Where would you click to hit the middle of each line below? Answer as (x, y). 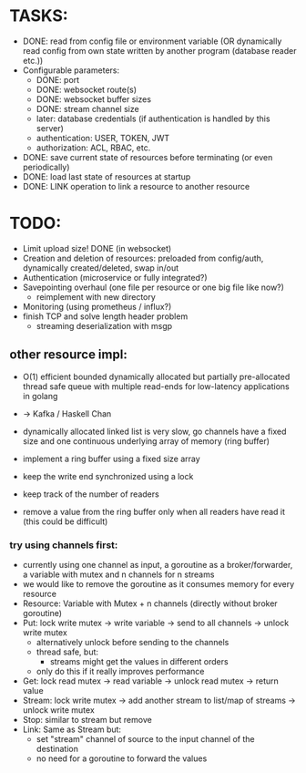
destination (57, 748)
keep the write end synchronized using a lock (108, 476)
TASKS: (39, 16)
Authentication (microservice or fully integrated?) (115, 277)
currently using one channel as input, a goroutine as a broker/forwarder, (158, 564)
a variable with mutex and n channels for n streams (118, 574)
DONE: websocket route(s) (87, 89)
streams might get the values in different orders (139, 661)
